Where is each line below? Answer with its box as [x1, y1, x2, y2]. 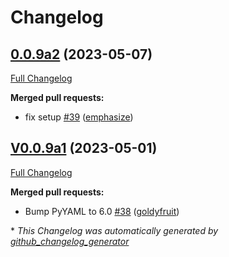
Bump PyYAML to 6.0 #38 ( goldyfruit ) [24, 205, 180, 217]
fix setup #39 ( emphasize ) [24, 111, 134, 123]
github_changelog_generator [10, 235, 130, 247]
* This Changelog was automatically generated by [10, 224, 219, 236]
